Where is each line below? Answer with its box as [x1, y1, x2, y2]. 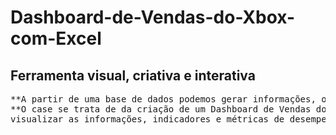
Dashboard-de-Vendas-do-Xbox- [10, 6, 296, 29]
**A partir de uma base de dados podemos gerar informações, [10, 94, 317, 105]
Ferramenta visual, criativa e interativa [10, 67, 256, 84]
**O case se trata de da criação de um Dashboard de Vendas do [10, 104, 327, 115]
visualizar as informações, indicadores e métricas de [10, 114, 285, 125]
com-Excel [10, 27, 102, 50]
